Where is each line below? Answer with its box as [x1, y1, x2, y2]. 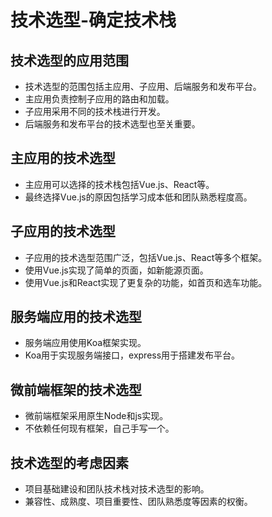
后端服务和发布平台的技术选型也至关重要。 [24, 118, 201, 130]
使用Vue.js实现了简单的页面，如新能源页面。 [24, 264, 209, 276]
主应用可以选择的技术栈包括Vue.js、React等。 [24, 178, 215, 190]
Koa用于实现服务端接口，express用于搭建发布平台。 [24, 349, 241, 361]
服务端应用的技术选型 [10, 309, 142, 326]
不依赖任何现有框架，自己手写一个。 [24, 422, 175, 435]
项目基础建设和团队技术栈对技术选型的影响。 [24, 483, 210, 495]
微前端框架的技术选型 [10, 381, 142, 398]
